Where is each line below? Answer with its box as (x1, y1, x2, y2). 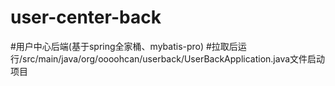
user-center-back (10, 6, 162, 29)
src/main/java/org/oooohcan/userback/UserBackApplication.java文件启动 (22, 52, 326, 65)
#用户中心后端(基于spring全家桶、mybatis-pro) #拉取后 (10, 40, 238, 52)
